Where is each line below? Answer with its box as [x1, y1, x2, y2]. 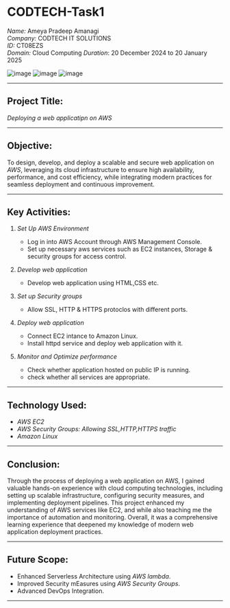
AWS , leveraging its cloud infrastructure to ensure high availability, [7, 165, 195, 173]
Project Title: [7, 95, 64, 107]
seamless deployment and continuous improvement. [7, 180, 155, 189]
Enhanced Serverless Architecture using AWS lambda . [16, 572, 171, 580]
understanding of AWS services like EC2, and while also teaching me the [7, 506, 212, 514]
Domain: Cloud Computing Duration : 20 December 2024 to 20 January [7, 49, 207, 57]
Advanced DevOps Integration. [16, 587, 105, 595]
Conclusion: [7, 459, 60, 470]
